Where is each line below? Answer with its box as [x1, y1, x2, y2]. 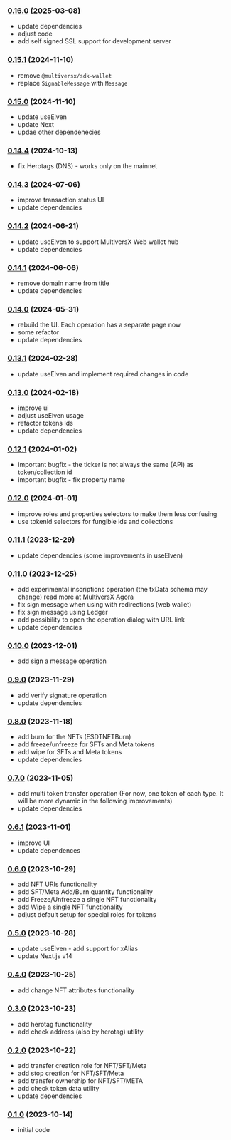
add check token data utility [17, 1084, 100, 1093]
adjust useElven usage [17, 411, 84, 419]
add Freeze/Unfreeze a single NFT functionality [17, 895, 157, 903]
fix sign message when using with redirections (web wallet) [17, 600, 192, 609]
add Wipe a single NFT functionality [17, 903, 123, 911]
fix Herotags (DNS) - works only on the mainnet [17, 162, 158, 170]
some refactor [17, 328, 60, 337]
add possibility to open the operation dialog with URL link [17, 615, 185, 624]
